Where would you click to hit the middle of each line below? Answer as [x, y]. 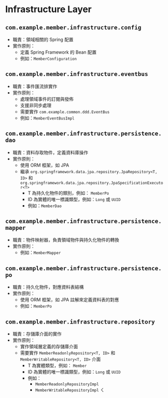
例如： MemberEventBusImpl [47, 118]
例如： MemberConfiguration [48, 58]
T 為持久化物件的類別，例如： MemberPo [68, 193]
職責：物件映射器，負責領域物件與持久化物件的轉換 [66, 240]
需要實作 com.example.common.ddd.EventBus [65, 111]
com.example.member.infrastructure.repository [80, 322]
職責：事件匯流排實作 [35, 86]
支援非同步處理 [36, 105]
